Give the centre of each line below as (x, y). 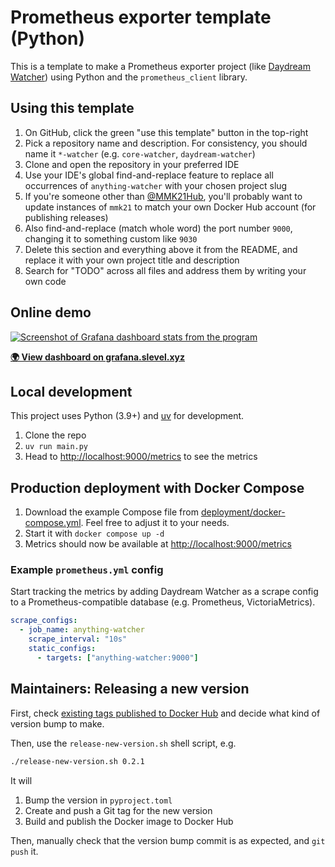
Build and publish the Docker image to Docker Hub (129, 821)
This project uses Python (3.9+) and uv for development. (127, 416)
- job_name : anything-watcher (82, 630)
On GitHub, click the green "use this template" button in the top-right (166, 132)
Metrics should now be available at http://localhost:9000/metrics (158, 544)
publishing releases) (66, 217)
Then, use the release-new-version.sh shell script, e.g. (123, 743)
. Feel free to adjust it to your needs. (155, 523)
